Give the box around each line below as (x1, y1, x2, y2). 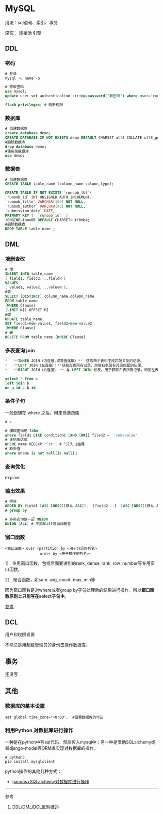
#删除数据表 (5, 222, 26, 227)
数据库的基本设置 (5, 703, 45, 709)
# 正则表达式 (5, 437, 28, 442)
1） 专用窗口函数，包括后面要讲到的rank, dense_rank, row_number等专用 (5, 561, 151, 566)
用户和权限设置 (5, 631, 35, 637)
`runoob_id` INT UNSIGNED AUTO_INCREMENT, (5, 195, 92, 200)
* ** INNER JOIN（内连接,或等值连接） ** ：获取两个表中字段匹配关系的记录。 (5, 359, 144, 363)
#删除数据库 (5, 140, 26, 145)
